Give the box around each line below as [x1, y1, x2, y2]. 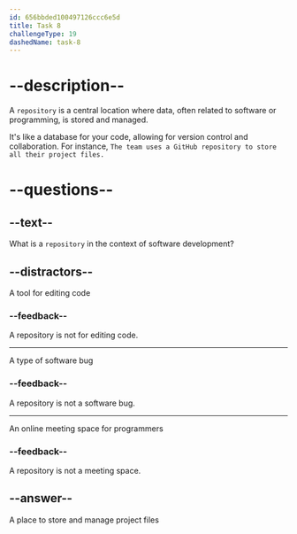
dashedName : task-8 [9, 37, 81, 47]
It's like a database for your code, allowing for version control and [9, 132, 248, 143]
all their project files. [9, 151, 104, 159]
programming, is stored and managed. [9, 114, 148, 125]
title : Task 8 [9, 21, 62, 30]
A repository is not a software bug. [9, 398, 135, 408]
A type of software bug [9, 355, 94, 366]
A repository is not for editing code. [9, 329, 139, 341]
